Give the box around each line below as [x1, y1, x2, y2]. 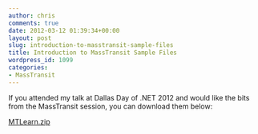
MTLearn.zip [8, 116, 50, 126]
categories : [8, 64, 48, 72]
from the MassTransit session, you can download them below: [8, 101, 213, 111]
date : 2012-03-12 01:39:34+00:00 [8, 26, 120, 34]
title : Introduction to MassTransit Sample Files [8, 49, 178, 57]
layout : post [8, 33, 52, 42]
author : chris [8, 11, 56, 20]
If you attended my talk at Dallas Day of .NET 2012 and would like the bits [8, 93, 250, 102]
